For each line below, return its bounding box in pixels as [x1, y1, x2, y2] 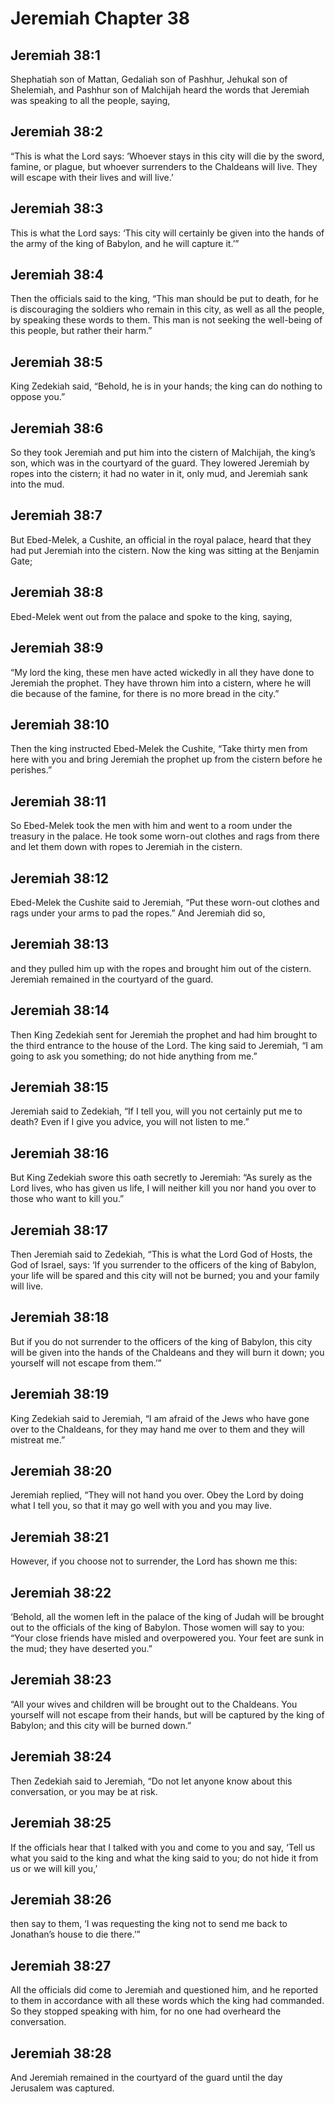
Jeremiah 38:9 [10, 640, 104, 657]
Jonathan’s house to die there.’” [10, 1928, 141, 1941]
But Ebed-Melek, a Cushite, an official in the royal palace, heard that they [10, 533, 312, 546]
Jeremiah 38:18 [10, 1309, 110, 1326]
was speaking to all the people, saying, [10, 95, 171, 106]
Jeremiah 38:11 [10, 793, 107, 810]
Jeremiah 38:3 [10, 200, 104, 217]
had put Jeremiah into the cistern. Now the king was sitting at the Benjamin [10, 544, 320, 556]
